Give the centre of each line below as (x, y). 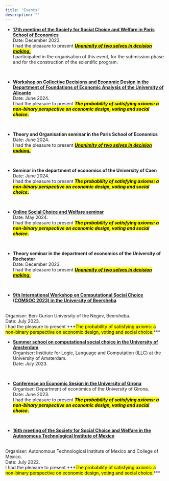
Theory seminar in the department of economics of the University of (87, 253)
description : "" (22, 15)
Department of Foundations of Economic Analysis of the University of (88, 87)
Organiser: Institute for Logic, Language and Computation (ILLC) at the (87, 353)
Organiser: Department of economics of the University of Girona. (81, 388)
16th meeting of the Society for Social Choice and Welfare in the (82, 430)
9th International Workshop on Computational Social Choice (78, 295)
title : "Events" (22, 10)
